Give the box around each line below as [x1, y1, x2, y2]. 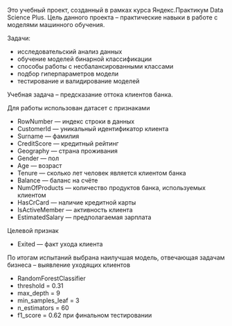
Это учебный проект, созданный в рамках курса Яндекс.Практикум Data [7, 6, 224, 14]
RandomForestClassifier [17, 274, 87, 282]
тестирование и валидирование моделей [17, 77, 140, 85]
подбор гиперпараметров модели [17, 69, 119, 78]
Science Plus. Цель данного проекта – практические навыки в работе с [7, 13, 218, 22]
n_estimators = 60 [17, 304, 69, 311]
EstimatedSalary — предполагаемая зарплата [17, 213, 152, 221]
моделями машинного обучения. [7, 21, 105, 28]
